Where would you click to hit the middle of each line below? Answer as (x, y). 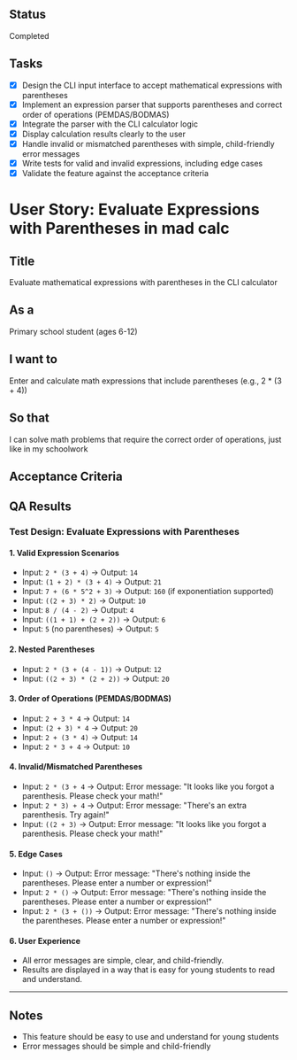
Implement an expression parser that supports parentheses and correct (152, 104)
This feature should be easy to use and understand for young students (150, 1037)
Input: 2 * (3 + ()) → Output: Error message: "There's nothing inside (149, 911)
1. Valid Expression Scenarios (64, 553)
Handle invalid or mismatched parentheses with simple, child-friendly (148, 143)
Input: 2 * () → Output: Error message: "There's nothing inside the (144, 893)
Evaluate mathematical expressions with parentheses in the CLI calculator (144, 282)
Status (28, 15)
